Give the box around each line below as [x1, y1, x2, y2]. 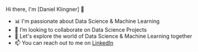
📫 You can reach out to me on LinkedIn [14, 39, 114, 46]
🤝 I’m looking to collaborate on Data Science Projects [14, 26, 147, 33]
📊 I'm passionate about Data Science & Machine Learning [14, 18, 160, 25]
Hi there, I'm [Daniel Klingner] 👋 [5, 6, 85, 13]
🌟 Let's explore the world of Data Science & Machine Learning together [14, 33, 193, 39]
